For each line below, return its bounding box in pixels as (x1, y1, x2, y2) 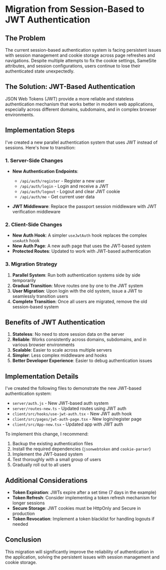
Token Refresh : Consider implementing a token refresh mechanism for (12, 494, 157, 500)
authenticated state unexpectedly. (5, 68, 75, 74)
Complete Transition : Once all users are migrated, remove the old (12, 298, 148, 304)
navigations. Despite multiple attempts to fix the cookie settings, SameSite (5, 58, 157, 63)
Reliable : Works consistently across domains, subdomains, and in (12, 337, 147, 343)
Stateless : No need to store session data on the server (12, 331, 125, 337)
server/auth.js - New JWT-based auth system (12, 400, 109, 406)
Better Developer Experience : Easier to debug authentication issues (12, 358, 153, 364)
